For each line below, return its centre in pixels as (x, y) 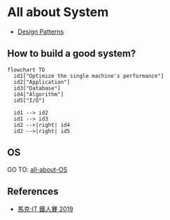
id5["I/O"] (29, 100)
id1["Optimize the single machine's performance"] (89, 76)
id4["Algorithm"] (39, 94)
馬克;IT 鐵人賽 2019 (45, 209)
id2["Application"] (42, 82)
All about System (58, 12)
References (33, 191)
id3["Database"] (37, 88)
